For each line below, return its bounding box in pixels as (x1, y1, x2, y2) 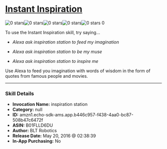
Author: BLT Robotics (12, 128, 57, 134)
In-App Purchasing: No (12, 138, 61, 144)
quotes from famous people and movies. (5, 73, 88, 79)
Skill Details (5, 90, 34, 97)
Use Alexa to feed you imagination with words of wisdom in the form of (5, 68, 151, 74)
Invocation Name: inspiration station (12, 101, 88, 107)
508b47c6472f (12, 117, 43, 123)
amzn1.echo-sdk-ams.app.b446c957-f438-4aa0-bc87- (19, 112, 134, 118)
